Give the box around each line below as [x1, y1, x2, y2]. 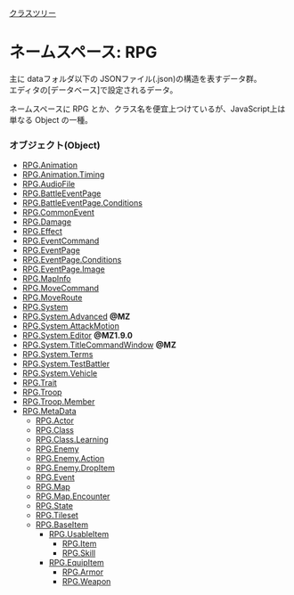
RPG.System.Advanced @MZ [21, 311, 131, 322]
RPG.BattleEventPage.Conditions [21, 198, 143, 208]
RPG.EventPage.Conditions [21, 255, 122, 265]
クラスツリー [9, 8, 56, 18]
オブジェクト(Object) [9, 139, 101, 151]
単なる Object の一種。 [9, 114, 94, 125]
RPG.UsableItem [48, 529, 110, 540]
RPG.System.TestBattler [21, 359, 110, 370]
